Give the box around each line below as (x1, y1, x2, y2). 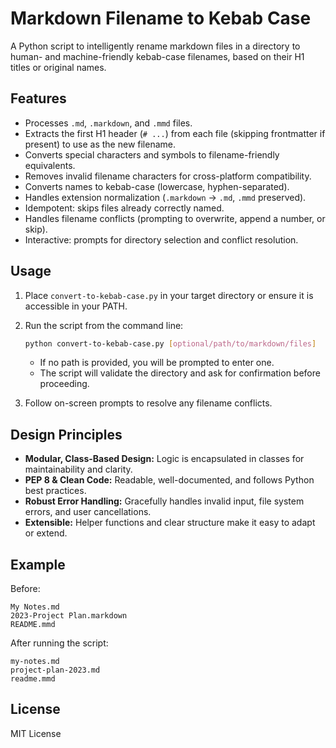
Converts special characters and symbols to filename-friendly (24, 148, 280, 161)
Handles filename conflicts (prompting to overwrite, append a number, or (24, 212, 326, 224)
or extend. (24, 527, 68, 539)
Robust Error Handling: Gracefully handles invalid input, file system (24, 495, 305, 507)
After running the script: (10, 637, 109, 649)
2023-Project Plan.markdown (10, 611, 128, 621)
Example (10, 556, 66, 573)
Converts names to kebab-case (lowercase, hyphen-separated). (24, 180, 290, 192)
